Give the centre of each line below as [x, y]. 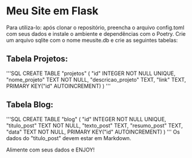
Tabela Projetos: [37, 59]
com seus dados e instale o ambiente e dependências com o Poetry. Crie [96, 33]
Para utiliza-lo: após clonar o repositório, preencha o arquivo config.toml [95, 27]
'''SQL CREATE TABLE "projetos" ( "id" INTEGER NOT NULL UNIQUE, [91, 73]
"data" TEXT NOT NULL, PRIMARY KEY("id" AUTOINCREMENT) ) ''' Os [93, 132]
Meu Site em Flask [52, 11]
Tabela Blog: [30, 105]
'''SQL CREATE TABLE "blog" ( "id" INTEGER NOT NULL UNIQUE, [86, 119]
